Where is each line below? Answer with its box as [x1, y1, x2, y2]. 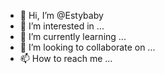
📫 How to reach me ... [19, 53, 113, 64]
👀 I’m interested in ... [19, 20, 105, 32]
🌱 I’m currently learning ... [19, 31, 127, 42]
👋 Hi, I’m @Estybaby [19, 10, 104, 21]
